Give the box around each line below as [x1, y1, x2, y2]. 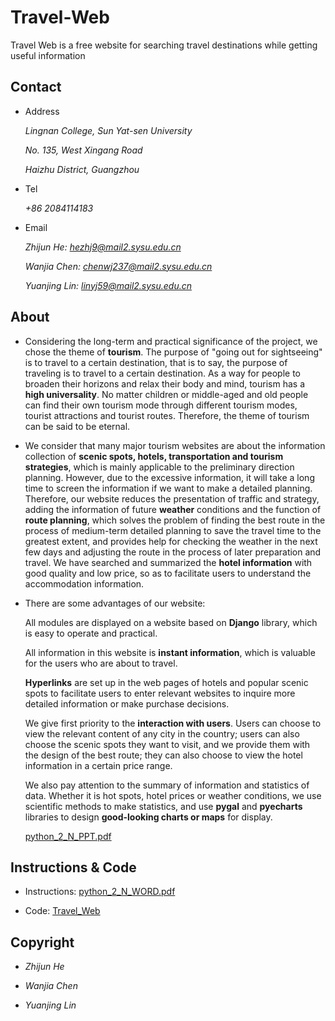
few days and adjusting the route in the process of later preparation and [24, 546, 322, 558]
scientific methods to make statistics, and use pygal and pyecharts [24, 800, 303, 812]
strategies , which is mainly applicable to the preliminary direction [24, 461, 295, 473]
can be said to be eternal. [24, 420, 131, 432]
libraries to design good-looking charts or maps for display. [24, 811, 273, 823]
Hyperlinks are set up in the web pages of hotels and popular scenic [24, 676, 309, 688]
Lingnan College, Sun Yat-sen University [24, 124, 193, 136]
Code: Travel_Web [24, 905, 101, 917]
